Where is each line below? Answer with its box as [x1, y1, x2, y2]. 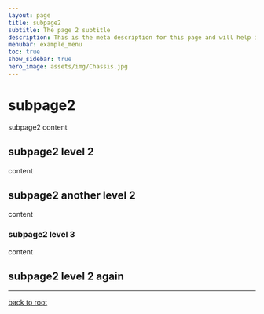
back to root [8, 298, 48, 307]
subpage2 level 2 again [8, 270, 124, 283]
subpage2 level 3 [8, 229, 75, 240]
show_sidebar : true [8, 56, 72, 64]
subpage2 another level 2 [8, 188, 136, 202]
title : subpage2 [8, 19, 61, 27]
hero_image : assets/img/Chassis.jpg [8, 63, 128, 71]
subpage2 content [8, 122, 68, 132]
